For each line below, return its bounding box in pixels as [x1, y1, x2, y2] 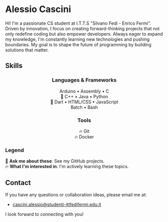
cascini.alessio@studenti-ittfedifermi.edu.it [12, 201, 101, 207]
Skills [5, 61, 23, 70]
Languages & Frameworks [52, 77, 117, 84]
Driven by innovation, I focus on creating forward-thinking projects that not [5, 25, 160, 31]
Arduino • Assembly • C [59, 88, 109, 94]
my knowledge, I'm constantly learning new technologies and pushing [5, 36, 150, 42]
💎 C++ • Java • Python [60, 93, 108, 99]
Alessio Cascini [5, 4, 71, 15]
